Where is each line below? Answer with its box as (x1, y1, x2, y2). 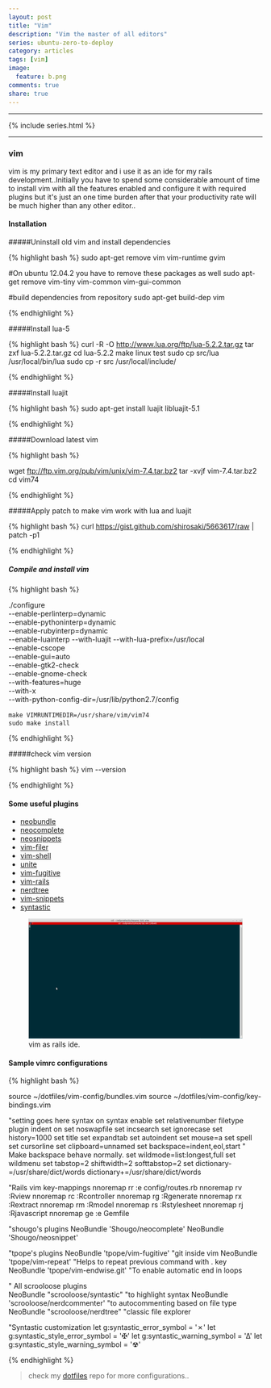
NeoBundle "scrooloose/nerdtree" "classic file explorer (8, 1307, 191, 1317)
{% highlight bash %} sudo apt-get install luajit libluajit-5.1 (8, 403, 200, 413)
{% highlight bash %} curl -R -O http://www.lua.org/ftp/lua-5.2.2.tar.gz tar (8, 340, 254, 349)
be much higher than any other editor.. (8, 200, 136, 210)
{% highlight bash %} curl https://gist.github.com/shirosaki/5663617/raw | (8, 521, 254, 531)
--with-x (8, 686, 36, 696)
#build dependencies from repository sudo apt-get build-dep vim (8, 293, 225, 302)
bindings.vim (8, 1100, 51, 1110)
